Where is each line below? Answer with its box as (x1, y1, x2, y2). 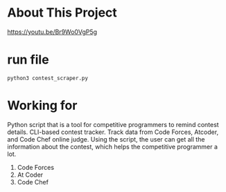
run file (7, 52, 50, 68)
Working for (7, 98, 78, 113)
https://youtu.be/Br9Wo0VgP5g (7, 28, 98, 36)
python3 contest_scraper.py (7, 75, 89, 81)
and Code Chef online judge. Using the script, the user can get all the (7, 135, 205, 143)
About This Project (7, 5, 118, 21)
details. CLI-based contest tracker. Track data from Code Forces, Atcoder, (7, 128, 219, 136)
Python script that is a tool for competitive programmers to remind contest (7, 120, 220, 128)
